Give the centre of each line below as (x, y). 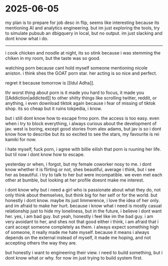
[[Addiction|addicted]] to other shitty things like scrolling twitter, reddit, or (81, 97)
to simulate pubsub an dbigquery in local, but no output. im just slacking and (84, 33)
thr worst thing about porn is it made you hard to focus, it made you (75, 92)
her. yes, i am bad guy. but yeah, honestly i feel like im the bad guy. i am (79, 216)
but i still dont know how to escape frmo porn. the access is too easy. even (82, 118)
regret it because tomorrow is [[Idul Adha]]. (50, 82)
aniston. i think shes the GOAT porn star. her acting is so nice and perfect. (81, 73)
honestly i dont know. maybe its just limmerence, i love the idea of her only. (82, 200)
